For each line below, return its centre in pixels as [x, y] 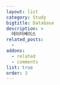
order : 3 [17, 73]
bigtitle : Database [30, 23]
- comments [25, 62]
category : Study [26, 17]
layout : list [22, 12]
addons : [16, 51]
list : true [20, 67]
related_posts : [25, 40]
